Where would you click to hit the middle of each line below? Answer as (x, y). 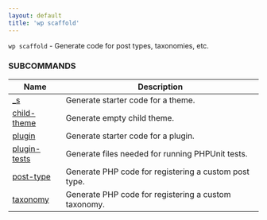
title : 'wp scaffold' (44, 23)
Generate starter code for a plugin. (130, 136)
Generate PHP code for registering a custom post (158, 172)
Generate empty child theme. (120, 118)
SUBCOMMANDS (42, 66)
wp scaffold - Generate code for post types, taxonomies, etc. (108, 45)
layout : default (35, 15)
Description (161, 87)
